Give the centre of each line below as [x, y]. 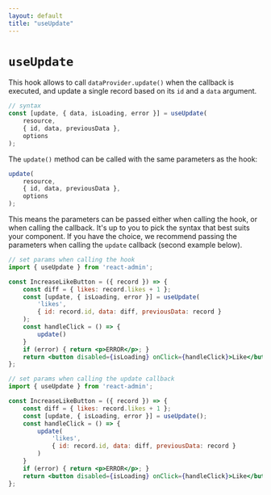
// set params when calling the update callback [92, 379]
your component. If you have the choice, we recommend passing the [123, 237]
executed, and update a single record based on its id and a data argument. [133, 91]
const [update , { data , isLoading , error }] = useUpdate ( [108, 114]
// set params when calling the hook [72, 260]
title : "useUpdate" [41, 23]
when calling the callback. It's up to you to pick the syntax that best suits [129, 228]
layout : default [35, 16]
